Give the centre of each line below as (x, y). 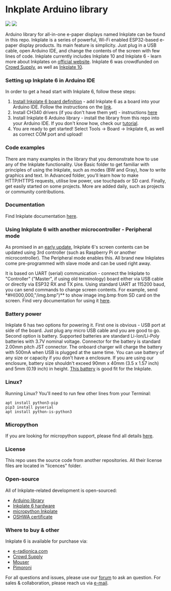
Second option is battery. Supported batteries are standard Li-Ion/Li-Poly (82, 336)
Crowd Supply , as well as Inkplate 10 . (44, 67)
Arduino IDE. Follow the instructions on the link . (62, 107)
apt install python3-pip (32, 403)
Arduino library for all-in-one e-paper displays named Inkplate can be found (85, 34)
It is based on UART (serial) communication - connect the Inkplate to (78, 273)
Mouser (21, 562)
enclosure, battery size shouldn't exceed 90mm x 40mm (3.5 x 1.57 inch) (82, 363)
